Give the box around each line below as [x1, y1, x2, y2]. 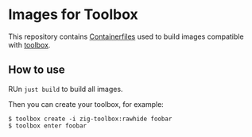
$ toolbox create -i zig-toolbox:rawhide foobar [8, 115, 173, 123]
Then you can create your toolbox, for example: [8, 99, 165, 108]
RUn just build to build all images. [8, 84, 123, 93]
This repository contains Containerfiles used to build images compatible [8, 32, 244, 41]
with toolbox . [8, 40, 51, 49]
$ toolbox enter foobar [8, 121, 87, 130]
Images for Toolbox [8, 6, 139, 24]
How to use [8, 63, 65, 77]
